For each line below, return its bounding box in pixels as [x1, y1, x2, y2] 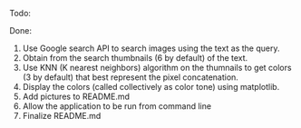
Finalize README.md [22, 111, 102, 121]
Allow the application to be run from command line [22, 101, 211, 112]
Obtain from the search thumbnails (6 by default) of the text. [22, 53, 248, 63]
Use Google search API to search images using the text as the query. [22, 43, 280, 54]
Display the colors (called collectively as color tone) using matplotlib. [22, 82, 280, 92]
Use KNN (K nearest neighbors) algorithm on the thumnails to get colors [22, 63, 292, 73]
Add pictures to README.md [22, 91, 130, 102]
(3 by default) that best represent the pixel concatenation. [22, 72, 238, 83]
